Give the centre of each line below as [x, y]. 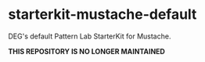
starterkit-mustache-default [102, 15]
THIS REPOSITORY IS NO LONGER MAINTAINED [87, 51]
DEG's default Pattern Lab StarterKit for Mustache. [90, 36]
